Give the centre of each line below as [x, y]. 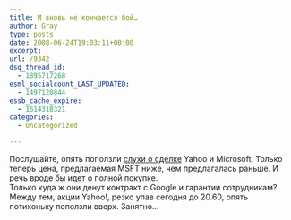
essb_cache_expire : [46, 101]
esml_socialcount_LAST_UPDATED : [69, 84]
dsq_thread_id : [38, 68]
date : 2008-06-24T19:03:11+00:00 [72, 42]
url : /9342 [30, 59]
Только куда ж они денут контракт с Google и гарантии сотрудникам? [143, 187]
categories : [31, 117]
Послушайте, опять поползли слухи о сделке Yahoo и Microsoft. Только [146, 159]
